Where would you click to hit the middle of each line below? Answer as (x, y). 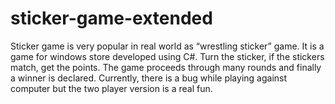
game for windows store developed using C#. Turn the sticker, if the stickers (167, 56)
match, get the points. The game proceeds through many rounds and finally (166, 67)
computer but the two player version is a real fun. (111, 88)
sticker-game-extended (111, 18)
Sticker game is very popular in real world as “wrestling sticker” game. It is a (167, 46)
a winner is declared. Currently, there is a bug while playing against (149, 78)
